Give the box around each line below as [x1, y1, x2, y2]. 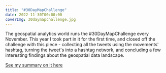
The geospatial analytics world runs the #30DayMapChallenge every [5, 31, 149, 37]
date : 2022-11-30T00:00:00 [5, 12, 62, 17]
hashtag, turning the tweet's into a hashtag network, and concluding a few [5, 47, 161, 53]
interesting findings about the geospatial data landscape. [5, 52, 124, 58]
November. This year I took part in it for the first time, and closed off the [5, 36, 156, 42]
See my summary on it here [5, 62, 63, 68]
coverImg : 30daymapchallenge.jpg [5, 17, 76, 22]
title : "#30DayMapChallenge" [5, 7, 67, 13]
